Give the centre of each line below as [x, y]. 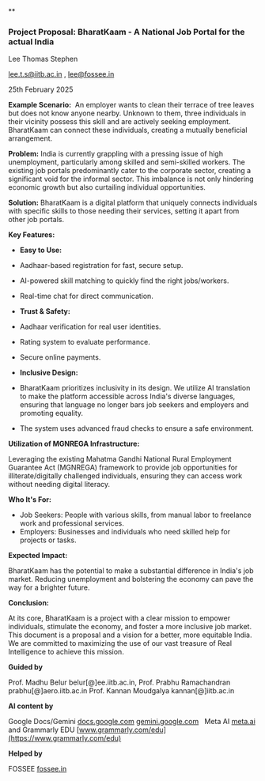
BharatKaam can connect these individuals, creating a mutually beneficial [128, 130]
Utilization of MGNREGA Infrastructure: [74, 444]
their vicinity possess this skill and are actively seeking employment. [119, 122]
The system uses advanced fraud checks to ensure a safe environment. [136, 428]
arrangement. [30, 138]
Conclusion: [29, 603]
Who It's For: [30, 500]
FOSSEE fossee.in [38, 769]
